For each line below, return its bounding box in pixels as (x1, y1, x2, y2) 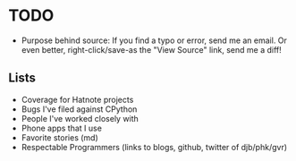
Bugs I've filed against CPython (21, 104, 138, 114)
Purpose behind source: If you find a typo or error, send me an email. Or (21, 35, 288, 46)
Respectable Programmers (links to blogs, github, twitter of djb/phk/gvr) (21, 141, 288, 152)
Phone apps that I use (21, 123, 102, 133)
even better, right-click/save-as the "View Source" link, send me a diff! (21, 44, 283, 55)
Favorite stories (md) (21, 131, 99, 143)
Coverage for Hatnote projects (21, 94, 134, 105)
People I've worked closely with (21, 113, 140, 123)
